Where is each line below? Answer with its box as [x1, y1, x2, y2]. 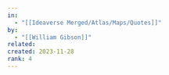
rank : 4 [7, 55, 33, 63]
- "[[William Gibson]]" [14, 33, 92, 41]
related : [7, 41, 36, 48]
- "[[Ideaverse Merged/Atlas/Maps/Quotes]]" [14, 19, 162, 27]
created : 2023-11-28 [7, 48, 75, 55]
